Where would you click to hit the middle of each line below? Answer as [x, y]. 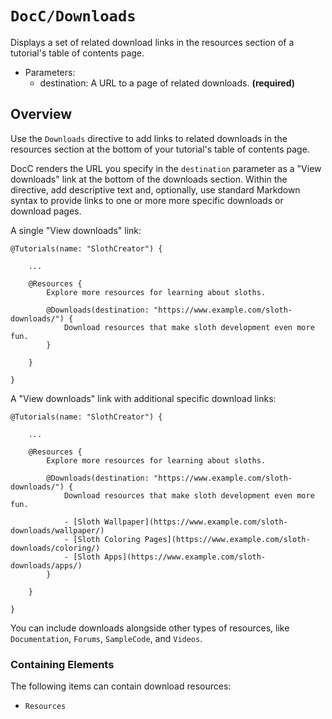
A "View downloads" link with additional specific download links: [143, 398]
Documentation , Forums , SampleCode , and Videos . [106, 638]
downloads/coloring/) [55, 548]
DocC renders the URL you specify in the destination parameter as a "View [166, 168]
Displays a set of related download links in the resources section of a [152, 42]
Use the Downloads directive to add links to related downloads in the [149, 138]
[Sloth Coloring [107, 539]
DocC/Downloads [73, 16]
